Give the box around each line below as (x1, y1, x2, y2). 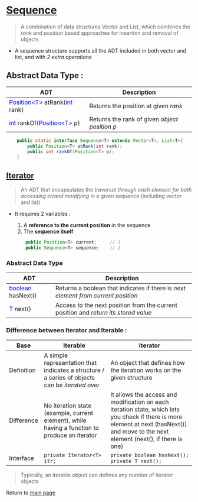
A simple (44, 351, 68, 360)
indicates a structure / (44, 366, 105, 374)
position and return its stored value (55, 309, 152, 317)
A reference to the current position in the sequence (23, 222, 151, 229)
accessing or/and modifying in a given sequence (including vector (20, 193, 182, 200)
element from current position (55, 292, 138, 300)
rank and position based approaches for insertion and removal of (20, 29, 179, 36)
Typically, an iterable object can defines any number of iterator (20, 471, 173, 479)
